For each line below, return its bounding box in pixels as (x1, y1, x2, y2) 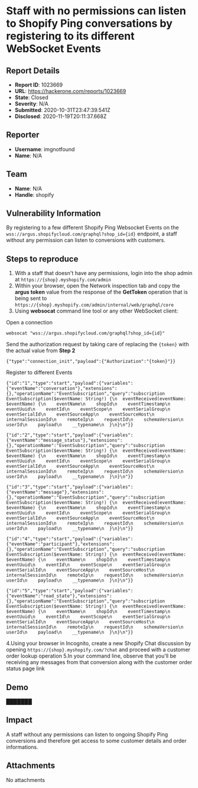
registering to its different (6, 30, 135, 43)
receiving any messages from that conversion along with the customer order (6, 659, 193, 666)
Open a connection (6, 319, 53, 326)
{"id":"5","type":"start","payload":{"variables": (6, 588, 134, 594)
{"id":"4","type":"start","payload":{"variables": (6, 536, 134, 542)
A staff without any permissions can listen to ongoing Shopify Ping (6, 730, 168, 738)
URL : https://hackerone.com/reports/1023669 (14, 88, 126, 94)
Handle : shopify (14, 191, 54, 198)
